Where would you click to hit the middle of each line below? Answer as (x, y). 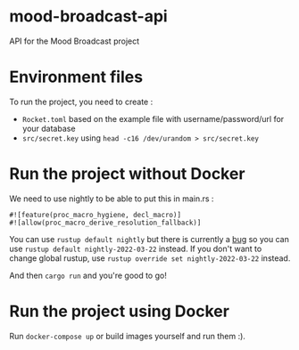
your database (49, 128)
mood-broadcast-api (88, 16)
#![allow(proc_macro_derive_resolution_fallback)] (105, 223)
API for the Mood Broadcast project (75, 41)
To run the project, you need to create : (81, 102)
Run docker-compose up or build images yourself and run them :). (127, 336)
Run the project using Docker (120, 311)
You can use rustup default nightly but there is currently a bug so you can (149, 239)
